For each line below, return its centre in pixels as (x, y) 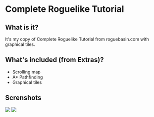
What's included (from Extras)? (54, 60)
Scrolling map (26, 72)
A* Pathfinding (27, 77)
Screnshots (23, 98)
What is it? (22, 27)
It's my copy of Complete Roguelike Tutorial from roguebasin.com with (77, 39)
